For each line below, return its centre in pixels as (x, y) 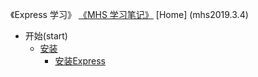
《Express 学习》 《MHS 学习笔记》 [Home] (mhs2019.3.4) (129, 14)
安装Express (80, 61)
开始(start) (46, 36)
